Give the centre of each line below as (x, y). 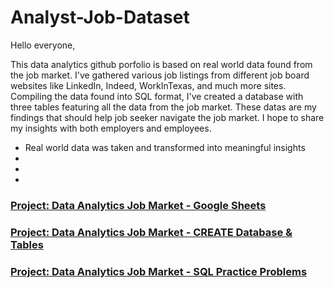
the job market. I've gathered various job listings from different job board (160, 75)
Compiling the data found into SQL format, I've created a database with (157, 96)
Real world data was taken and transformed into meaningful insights (165, 147)
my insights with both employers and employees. (111, 128)
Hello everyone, (43, 45)
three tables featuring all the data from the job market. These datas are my (163, 107)
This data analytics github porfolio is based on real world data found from (161, 64)
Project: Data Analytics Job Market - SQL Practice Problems (159, 271)
